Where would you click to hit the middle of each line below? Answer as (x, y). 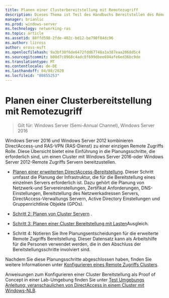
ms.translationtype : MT (30, 62)
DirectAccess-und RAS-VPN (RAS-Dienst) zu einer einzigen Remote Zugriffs (84, 146)
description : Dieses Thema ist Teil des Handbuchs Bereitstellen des (80, 15)
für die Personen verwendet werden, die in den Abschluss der (77, 244)
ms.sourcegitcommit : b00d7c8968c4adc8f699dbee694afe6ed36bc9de (73, 57)
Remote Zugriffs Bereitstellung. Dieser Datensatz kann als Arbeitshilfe (84, 238)
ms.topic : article (24, 33)
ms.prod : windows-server (31, 24)
